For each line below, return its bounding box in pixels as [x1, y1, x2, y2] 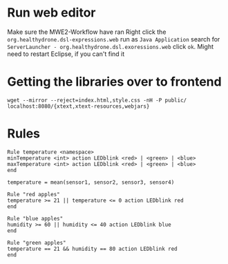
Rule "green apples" [7, 239, 67, 246]
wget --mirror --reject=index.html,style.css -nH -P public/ [7, 97, 187, 104]
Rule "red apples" [7, 191, 60, 198]
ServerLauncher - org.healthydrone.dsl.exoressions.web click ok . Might [7, 42, 214, 50]
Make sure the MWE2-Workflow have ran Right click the [7, 28, 167, 36]
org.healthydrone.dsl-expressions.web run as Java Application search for [7, 35, 220, 43]
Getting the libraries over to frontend [7, 74, 222, 90]
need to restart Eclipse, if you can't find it [7, 50, 125, 58]
